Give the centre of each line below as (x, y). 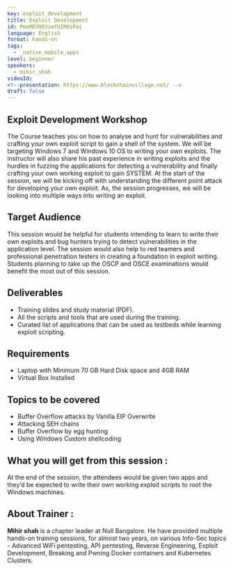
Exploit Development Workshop (77, 119)
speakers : (22, 65)
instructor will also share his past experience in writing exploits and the (109, 158)
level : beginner (31, 59)
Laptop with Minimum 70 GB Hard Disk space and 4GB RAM (103, 370)
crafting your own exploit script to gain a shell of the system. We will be (110, 143)
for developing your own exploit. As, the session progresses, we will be (109, 188)
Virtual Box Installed (46, 378)
